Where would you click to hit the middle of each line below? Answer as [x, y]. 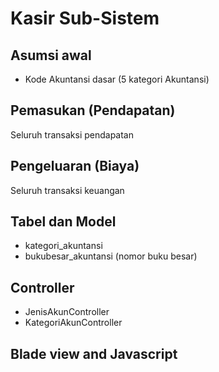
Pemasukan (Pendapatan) [93, 110]
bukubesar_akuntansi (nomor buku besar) [111, 256]
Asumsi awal [51, 55]
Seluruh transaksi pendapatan [72, 134]
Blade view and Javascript [94, 353]
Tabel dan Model [63, 222]
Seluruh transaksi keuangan [67, 190]
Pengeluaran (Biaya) [75, 166]
